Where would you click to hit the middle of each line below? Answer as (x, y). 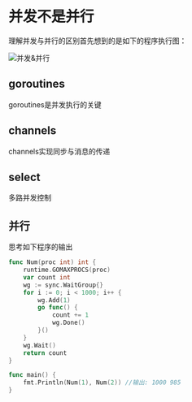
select (24, 177)
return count (45, 353)
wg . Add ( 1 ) (54, 300)
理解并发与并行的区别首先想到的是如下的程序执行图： (98, 41)
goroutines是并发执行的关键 (55, 104)
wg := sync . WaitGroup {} (63, 285)
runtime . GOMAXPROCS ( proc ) (67, 270)
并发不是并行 (52, 17)
